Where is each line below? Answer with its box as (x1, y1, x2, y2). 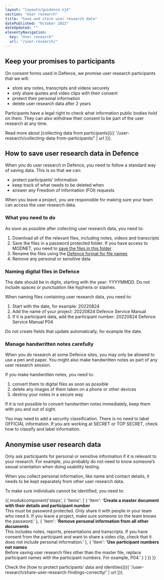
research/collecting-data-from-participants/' (5, 135, 95, 141)
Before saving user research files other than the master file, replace (5, 550, 141, 556)
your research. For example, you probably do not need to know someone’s (5, 459, 155, 464)
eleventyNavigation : (5, 30, 47, 35)
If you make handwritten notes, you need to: (5, 372, 94, 378)
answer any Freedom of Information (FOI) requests (12, 187, 115, 193)
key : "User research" (9, 35, 54, 40)
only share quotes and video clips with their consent (12, 90, 118, 96)
